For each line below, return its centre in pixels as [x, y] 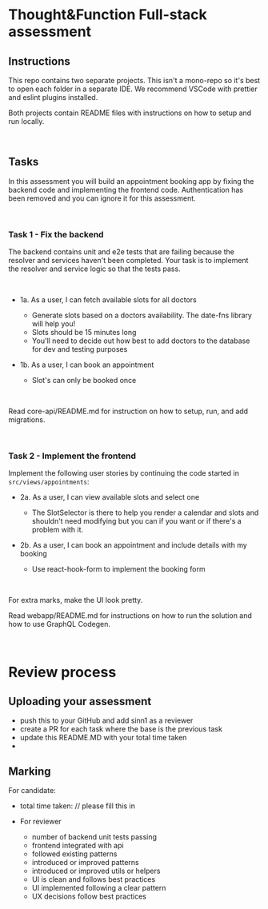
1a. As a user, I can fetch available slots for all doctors [108, 300]
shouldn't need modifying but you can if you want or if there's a [136, 521]
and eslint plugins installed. [53, 97]
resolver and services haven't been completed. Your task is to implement [128, 261]
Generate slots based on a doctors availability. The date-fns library [142, 315]
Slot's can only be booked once [84, 381]
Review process [62, 672]
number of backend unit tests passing [94, 837]
